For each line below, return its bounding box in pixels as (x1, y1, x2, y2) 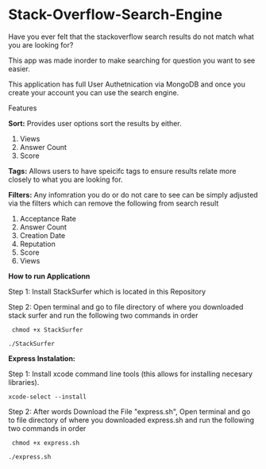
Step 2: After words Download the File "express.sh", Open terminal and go (8, 406, 251, 416)
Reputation (19, 239, 56, 248)
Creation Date (19, 230, 66, 240)
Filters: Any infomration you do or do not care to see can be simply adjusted (8, 190, 258, 199)
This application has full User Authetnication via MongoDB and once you (8, 79, 246, 89)
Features (8, 103, 37, 113)
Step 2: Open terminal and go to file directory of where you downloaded (8, 302, 244, 311)
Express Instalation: (8, 353, 75, 363)
